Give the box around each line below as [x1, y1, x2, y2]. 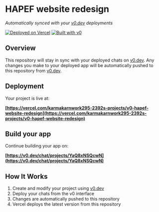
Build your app [5, 130, 51, 138]
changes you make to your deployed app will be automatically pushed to [5, 62, 154, 68]
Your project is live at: [5, 95, 50, 101]
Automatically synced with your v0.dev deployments [5, 20, 113, 26]
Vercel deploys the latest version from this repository [12, 201, 121, 207]
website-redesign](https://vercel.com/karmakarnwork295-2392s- [5, 110, 147, 116]
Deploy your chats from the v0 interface [12, 191, 94, 197]
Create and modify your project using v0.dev [12, 185, 104, 192]
